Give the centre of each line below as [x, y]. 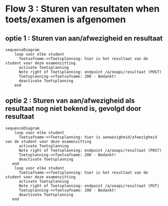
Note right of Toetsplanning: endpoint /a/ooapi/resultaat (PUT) [89, 186]
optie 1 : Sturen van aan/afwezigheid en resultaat [84, 38]
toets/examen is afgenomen [66, 19]
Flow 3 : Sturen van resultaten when [82, 9]
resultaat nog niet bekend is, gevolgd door [73, 109]
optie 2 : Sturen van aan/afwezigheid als [70, 101]
